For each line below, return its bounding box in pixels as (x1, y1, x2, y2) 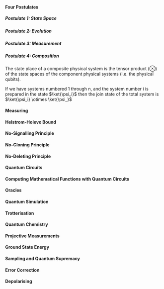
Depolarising (5, 279, 32, 285)
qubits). (5, 76, 21, 82)
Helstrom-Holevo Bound (5, 119, 56, 125)
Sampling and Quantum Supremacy (5, 256, 81, 261)
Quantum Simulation (5, 199, 49, 205)
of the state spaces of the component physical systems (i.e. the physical (5, 71, 154, 77)
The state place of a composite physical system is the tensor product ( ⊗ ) (5, 65, 158, 72)
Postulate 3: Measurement (5, 40, 62, 46)
